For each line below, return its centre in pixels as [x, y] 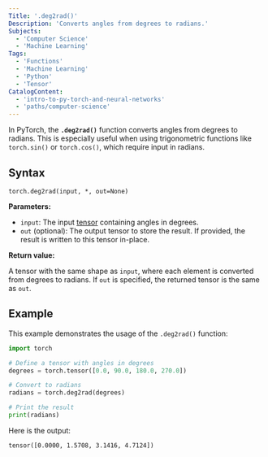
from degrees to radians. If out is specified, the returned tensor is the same [134, 279]
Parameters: [30, 206]
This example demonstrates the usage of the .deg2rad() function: [118, 333]
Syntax [27, 173]
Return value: [32, 255]
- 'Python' [34, 76]
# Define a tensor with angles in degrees [81, 363]
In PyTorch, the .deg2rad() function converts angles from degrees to [123, 130]
